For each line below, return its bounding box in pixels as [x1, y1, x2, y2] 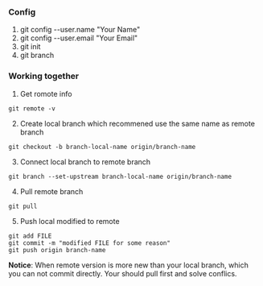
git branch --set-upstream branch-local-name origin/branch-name [8, 172, 232, 180]
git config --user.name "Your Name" [19, 25, 141, 35]
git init [19, 42, 41, 52]
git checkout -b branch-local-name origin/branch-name [8, 143, 196, 151]
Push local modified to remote [19, 216, 120, 226]
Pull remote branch [19, 186, 84, 196]
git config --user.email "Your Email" [19, 33, 138, 43]
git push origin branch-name [8, 246, 106, 254]
